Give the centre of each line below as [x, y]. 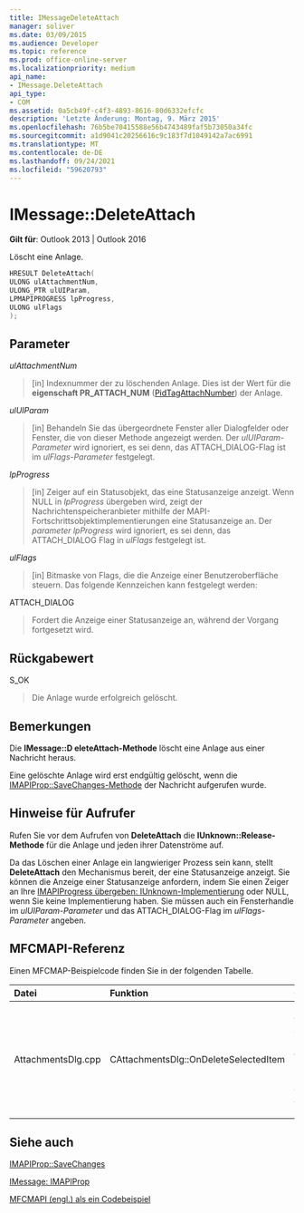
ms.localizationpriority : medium [72, 69]
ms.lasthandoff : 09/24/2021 [62, 161]
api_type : [28, 93]
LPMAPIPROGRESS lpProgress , [62, 299]
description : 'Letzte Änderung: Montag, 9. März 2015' [115, 119]
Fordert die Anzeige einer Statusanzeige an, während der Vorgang [155, 620]
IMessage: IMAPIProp [50, 1182]
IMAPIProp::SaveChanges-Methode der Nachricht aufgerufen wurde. [138, 785]
